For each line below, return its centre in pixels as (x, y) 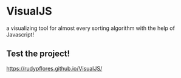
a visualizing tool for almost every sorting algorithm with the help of (90, 28)
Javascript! (20, 34)
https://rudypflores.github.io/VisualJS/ (54, 68)
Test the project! (38, 54)
